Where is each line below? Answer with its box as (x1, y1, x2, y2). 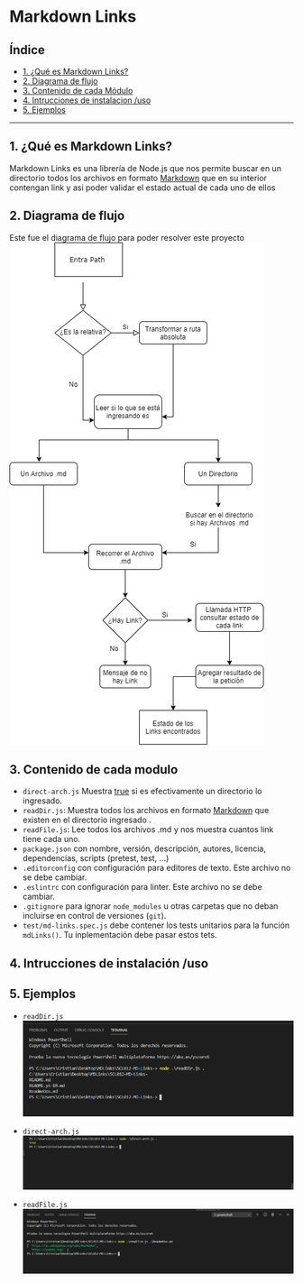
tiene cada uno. (22, 834, 81, 845)
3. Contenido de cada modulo (9, 762, 179, 777)
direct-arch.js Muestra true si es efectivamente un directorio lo (22, 786, 262, 797)
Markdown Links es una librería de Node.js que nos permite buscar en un (9, 162, 282, 173)
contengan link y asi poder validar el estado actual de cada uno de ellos (9, 182, 276, 193)
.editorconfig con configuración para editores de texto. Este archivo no (22, 863, 291, 874)
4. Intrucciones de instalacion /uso (22, 95, 151, 105)
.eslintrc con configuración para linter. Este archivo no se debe (22, 882, 263, 893)
